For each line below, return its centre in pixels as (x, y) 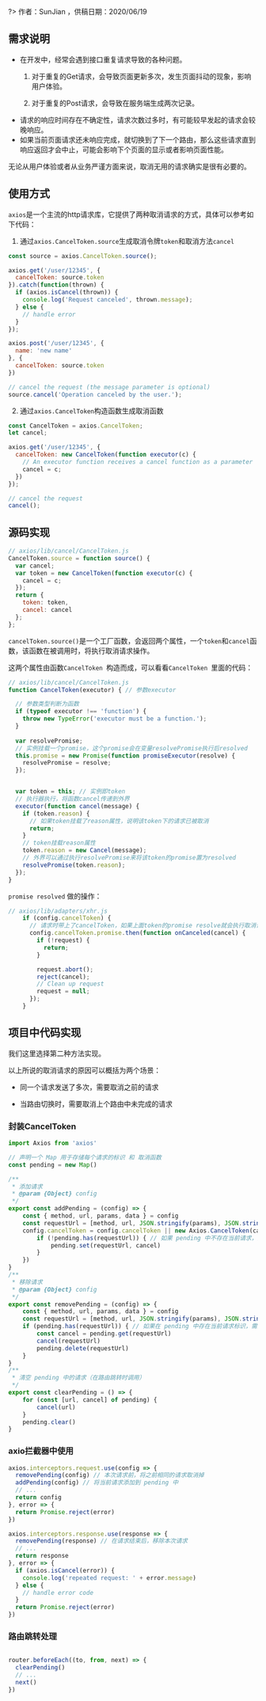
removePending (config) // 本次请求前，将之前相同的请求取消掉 (110, 1475)
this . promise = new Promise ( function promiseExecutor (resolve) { (125, 756)
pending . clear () (49, 1422)
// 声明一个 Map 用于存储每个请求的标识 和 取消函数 (85, 1157)
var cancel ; (35, 566)
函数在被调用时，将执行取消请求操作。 (91, 651)
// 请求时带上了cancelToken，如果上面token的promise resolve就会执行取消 (142, 926)
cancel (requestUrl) (69, 1341)
